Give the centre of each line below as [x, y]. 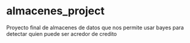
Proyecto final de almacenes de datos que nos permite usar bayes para [95, 27]
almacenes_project [55, 11]
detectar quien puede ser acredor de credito [62, 33]
